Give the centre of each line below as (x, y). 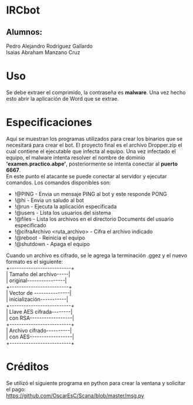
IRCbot (23, 10)
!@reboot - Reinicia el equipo (50, 238)
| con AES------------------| (40, 337)
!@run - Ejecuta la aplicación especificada (66, 206)
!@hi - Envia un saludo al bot (49, 200)
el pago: (16, 389)
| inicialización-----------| (37, 299)
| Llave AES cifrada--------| (39, 311)
